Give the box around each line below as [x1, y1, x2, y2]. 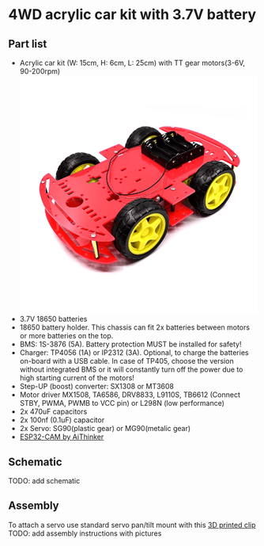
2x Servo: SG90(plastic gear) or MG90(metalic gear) [19, 424, 191, 433]
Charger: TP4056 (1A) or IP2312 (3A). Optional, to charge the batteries [19, 348, 249, 357]
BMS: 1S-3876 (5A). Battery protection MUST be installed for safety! [19, 339, 242, 349]
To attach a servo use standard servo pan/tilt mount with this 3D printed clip [8, 520, 256, 529]
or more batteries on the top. [19, 331, 114, 341]
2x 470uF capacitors [19, 407, 88, 417]
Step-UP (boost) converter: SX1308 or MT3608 [19, 382, 175, 391]
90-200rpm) [19, 67, 61, 76]
